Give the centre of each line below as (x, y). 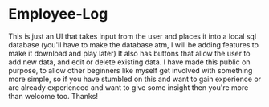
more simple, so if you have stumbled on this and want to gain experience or (135, 79)
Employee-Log (58, 14)
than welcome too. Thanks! (53, 96)
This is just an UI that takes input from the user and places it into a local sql (132, 36)
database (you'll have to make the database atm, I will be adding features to (134, 44)
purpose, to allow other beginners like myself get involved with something (130, 70)
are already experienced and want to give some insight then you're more (128, 87)
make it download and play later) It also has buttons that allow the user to (129, 53)
